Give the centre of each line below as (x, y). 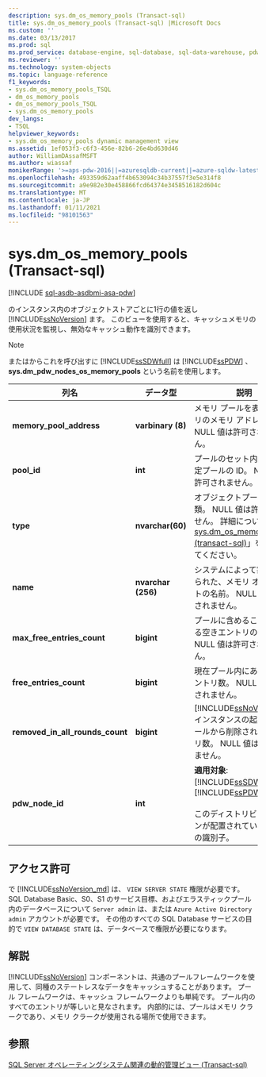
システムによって (225, 570)
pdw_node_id (38, 804)
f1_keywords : (30, 82)
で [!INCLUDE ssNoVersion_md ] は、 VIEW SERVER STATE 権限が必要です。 (126, 889)
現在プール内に (222, 671)
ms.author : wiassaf (40, 163)
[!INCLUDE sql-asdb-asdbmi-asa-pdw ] (72, 293)
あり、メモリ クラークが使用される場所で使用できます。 (120, 1016)
